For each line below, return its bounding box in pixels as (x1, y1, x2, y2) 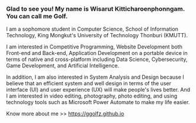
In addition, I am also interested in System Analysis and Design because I (6, 73, 185, 81)
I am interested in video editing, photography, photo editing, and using (6, 92, 178, 99)
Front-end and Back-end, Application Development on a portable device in (6, 50, 188, 57)
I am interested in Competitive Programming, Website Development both (6, 43, 182, 50)
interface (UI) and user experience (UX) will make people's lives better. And (6, 86, 191, 93)
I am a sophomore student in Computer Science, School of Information (6, 25, 179, 33)
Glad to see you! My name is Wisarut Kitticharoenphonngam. (6, 5, 185, 13)
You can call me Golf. (6, 12, 68, 20)
